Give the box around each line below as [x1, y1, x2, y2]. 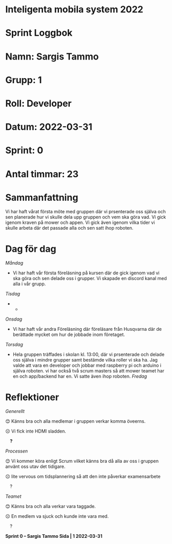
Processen [5, 448, 28, 454]
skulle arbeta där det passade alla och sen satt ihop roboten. [5, 225, 133, 231]
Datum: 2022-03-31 [5, 121, 92, 133]
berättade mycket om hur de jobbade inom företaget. [12, 331, 125, 337]
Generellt [5, 408, 25, 415]
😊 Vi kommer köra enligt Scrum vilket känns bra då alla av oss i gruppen [5, 458, 159, 464]
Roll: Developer [5, 98, 72, 109]
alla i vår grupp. [12, 281, 46, 287]
